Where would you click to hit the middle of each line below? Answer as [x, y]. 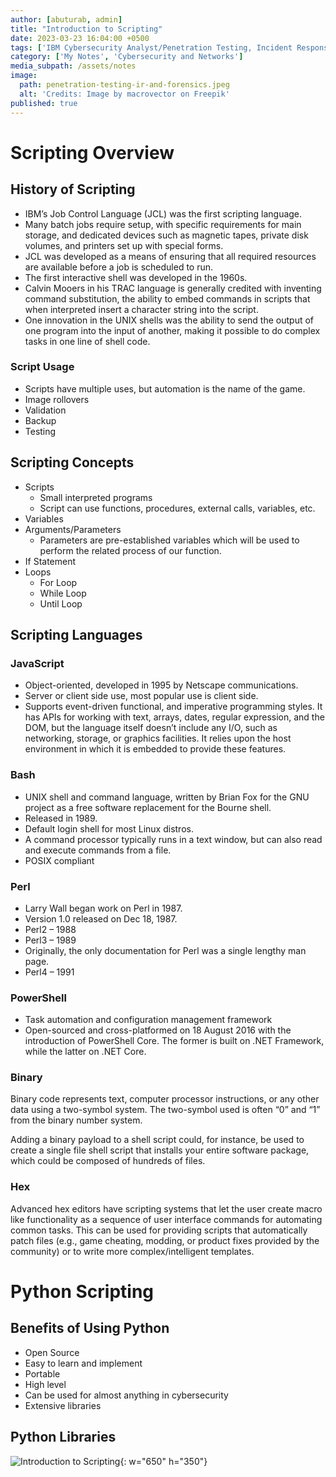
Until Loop [61, 603]
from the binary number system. [76, 1120]
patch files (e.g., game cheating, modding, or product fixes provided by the [165, 1240]
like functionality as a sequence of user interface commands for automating [166, 1219]
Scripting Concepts [72, 462]
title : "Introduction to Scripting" [86, 29]
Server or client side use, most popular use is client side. [141, 696]
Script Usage [42, 367]
